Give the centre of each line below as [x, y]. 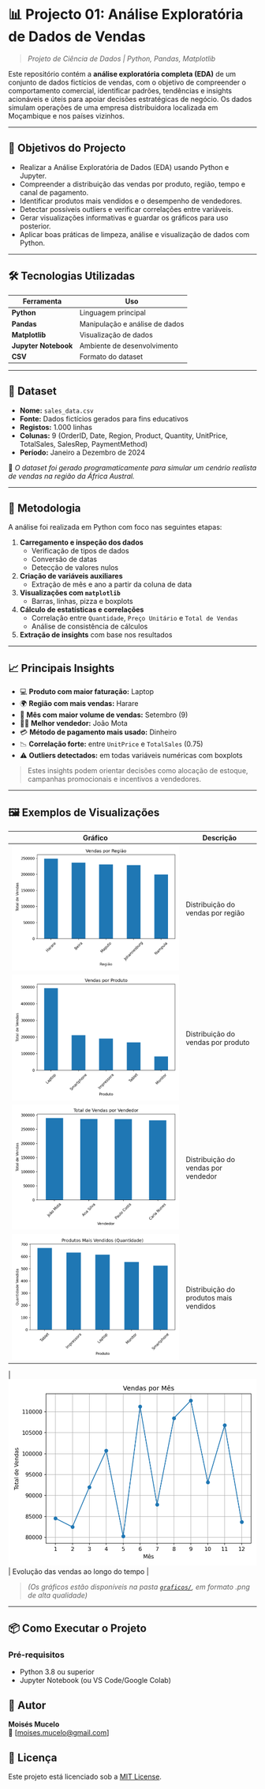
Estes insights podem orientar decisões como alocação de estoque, [138, 771]
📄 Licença [33, 1758]
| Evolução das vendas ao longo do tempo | [79, 1571]
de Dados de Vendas [77, 37]
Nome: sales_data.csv [57, 410]
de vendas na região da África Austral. [72, 476]
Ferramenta [42, 301]
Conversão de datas [64, 559]
